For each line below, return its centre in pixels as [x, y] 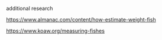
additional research [30, 8]
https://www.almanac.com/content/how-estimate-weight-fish [81, 19]
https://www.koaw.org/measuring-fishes [56, 31]
